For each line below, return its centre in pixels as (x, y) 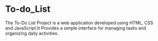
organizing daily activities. (32, 33)
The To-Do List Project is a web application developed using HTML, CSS (79, 23)
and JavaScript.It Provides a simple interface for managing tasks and (76, 28)
